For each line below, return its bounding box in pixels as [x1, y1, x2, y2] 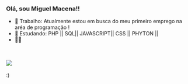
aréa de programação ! [14, 24, 70, 31]
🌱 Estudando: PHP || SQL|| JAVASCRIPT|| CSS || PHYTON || [14, 30, 159, 37]
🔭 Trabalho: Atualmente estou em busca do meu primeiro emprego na [14, 18, 183, 25]
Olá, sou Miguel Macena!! [6, 5, 80, 13]
